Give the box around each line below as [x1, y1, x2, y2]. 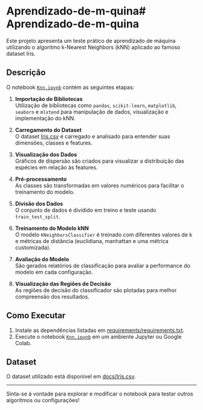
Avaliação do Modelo [14, 255, 69, 262]
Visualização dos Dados [14, 151, 77, 158]
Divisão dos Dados [14, 200, 63, 207]
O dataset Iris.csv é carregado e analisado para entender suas [14, 132, 170, 140]
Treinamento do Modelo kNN [14, 224, 89, 232]
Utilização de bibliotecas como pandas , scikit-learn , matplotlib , [14, 102, 177, 109]
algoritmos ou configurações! [6, 397, 80, 404]
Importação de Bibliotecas [14, 95, 83, 102]
